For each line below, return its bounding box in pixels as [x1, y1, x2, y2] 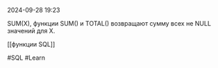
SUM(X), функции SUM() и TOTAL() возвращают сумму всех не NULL [7, 19, 212, 27]
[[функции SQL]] [7, 40, 56, 48]
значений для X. [7, 27, 56, 35]
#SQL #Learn [7, 53, 46, 62]
